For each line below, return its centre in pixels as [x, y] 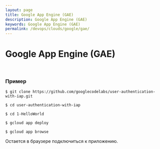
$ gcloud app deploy [27, 123]
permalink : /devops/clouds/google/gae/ [47, 29]
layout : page [19, 10]
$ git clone [18, 92]
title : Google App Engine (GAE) [39, 15]
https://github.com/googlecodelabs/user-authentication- [94, 92]
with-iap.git [19, 96]
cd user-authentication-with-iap [45, 105]
